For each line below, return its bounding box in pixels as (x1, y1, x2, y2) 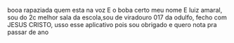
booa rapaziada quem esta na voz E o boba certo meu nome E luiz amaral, (7, 6, 223, 14)
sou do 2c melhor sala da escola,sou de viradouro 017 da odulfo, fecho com (7, 13, 227, 21)
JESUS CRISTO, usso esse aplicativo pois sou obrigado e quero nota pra (7, 21, 217, 28)
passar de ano (7, 28, 49, 36)
